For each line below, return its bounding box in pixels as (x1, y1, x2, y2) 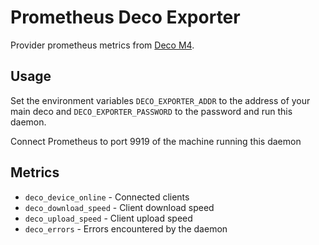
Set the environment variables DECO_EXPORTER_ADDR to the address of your (10, 94, 311, 106)
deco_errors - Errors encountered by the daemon (24, 222, 228, 235)
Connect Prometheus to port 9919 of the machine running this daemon (10, 135, 302, 147)
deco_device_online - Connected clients (24, 191, 190, 203)
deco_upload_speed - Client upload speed (24, 212, 193, 224)
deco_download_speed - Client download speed (24, 201, 215, 213)
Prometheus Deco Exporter (10, 6, 241, 29)
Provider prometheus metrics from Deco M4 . (10, 39, 195, 51)
